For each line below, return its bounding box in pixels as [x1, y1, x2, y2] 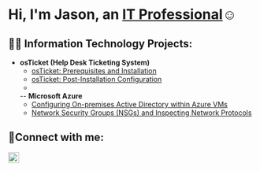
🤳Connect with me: [8, 131, 104, 144]
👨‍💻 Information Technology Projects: [8, 37, 193, 50]
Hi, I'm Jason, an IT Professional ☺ [8, 6, 237, 24]
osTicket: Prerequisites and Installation [31, 66, 158, 76]
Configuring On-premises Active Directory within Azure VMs [31, 100, 228, 109]
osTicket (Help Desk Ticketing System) [19, 58, 150, 67]
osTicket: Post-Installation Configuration [31, 75, 162, 84]
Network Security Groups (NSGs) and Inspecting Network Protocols [31, 108, 252, 117]
